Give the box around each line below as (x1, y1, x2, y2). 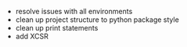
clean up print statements (15, 23, 99, 32)
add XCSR (15, 31, 49, 41)
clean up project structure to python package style (15, 15, 180, 24)
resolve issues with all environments (15, 7, 133, 16)
